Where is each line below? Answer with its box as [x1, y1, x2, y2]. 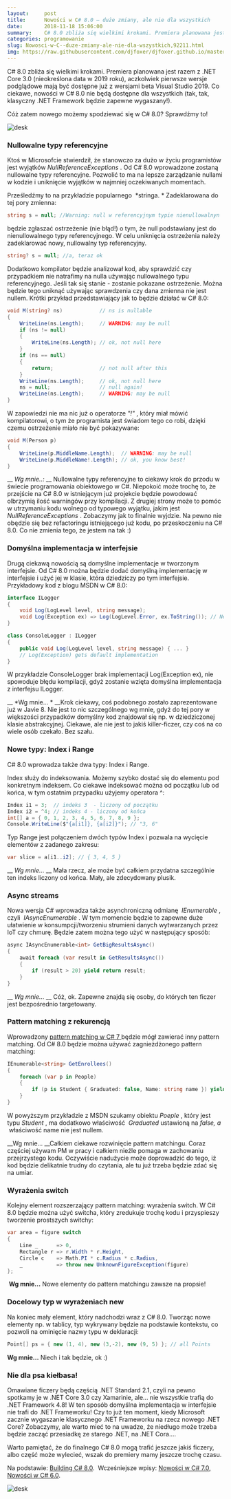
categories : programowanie [7, 36, 85, 43]
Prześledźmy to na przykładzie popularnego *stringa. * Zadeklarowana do [7, 191, 219, 199]
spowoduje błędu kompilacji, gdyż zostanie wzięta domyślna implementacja [7, 678, 222, 686]
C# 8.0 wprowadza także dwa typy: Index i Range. [7, 760, 150, 768]
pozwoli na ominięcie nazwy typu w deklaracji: [7, 1327, 139, 1335]
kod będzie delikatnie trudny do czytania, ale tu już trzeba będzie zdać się [7, 1161, 218, 1169]
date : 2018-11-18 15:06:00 [7, 23, 103, 30]
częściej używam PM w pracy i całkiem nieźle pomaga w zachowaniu [7, 1146, 204, 1154]
